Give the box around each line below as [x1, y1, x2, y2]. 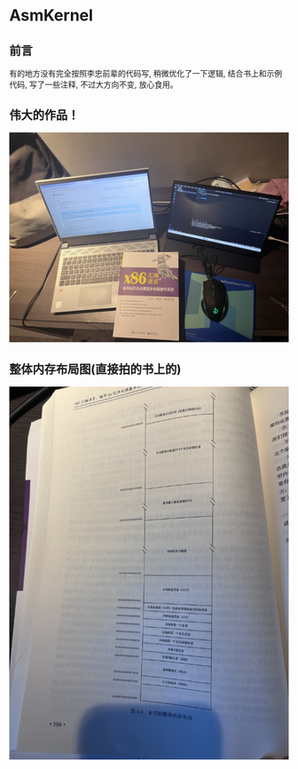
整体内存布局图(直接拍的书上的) [9, 361, 182, 377]
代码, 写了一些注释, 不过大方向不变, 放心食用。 [9, 79, 178, 90]
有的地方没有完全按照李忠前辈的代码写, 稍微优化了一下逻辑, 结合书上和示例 [9, 68, 282, 78]
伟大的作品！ [9, 107, 80, 123]
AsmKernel [9, 5, 93, 26]
